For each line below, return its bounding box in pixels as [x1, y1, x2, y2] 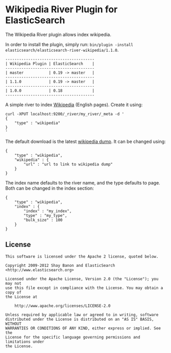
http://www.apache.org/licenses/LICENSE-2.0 [14, 303, 111, 308]
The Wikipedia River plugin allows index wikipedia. [5, 31, 111, 37]
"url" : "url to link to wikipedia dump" [23, 161, 113, 167]
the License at [5, 294, 38, 299]
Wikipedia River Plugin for [5, 4, 118, 15]
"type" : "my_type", [23, 213, 67, 218]
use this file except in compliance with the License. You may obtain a [5, 285, 163, 290]
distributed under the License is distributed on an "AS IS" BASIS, [5, 317, 154, 322]
